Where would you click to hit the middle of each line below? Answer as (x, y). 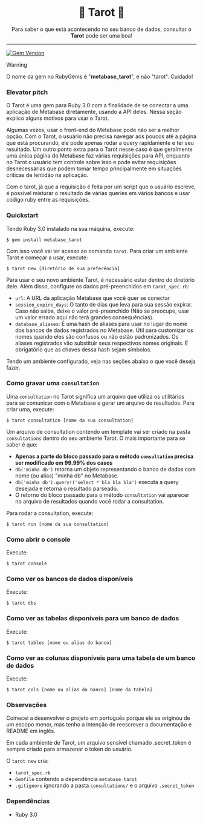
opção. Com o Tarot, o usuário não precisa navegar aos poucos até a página (101, 136)
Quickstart (22, 216)
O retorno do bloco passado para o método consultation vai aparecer (102, 495)
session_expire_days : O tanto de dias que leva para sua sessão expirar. (104, 304)
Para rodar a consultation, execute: (50, 513)
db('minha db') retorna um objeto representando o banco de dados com (105, 469)
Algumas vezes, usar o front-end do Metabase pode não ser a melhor (93, 130)
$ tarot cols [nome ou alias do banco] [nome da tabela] (79, 690)
